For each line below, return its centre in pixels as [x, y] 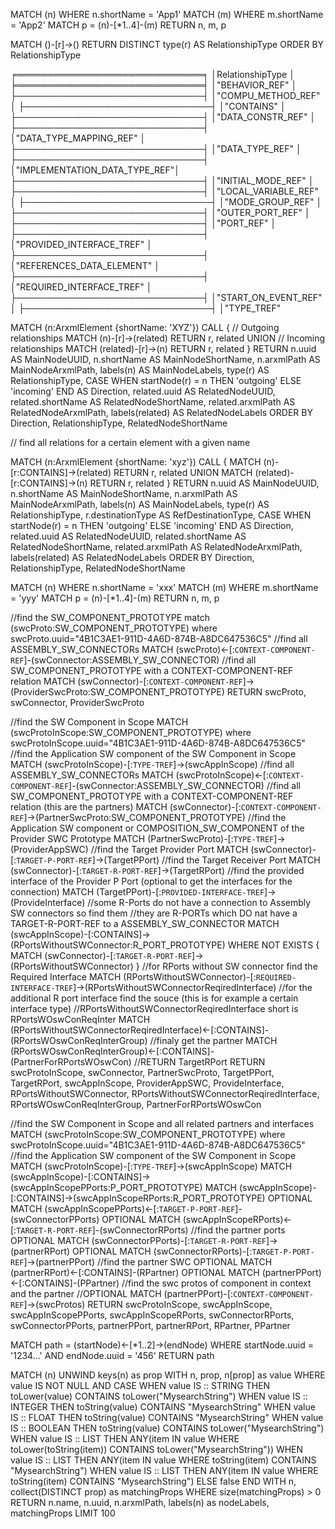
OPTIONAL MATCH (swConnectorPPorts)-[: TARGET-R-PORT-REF [138, 1240]
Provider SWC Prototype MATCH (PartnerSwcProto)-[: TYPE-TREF [142, 838]
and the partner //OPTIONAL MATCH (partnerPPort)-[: [122, 1293]
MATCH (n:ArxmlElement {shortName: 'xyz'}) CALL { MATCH [136, 462]
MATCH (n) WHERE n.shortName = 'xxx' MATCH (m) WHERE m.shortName [164, 587]
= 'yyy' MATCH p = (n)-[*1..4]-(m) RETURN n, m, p [115, 598]
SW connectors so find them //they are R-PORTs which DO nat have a [154, 913]
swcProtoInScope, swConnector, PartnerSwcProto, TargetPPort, [142, 1072]
